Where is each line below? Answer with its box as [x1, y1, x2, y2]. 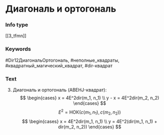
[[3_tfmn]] [5, 33, 27, 39]
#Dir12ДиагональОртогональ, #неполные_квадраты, [5, 57, 120, 63]
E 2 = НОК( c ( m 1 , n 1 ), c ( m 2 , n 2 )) [58, 108, 121, 116]
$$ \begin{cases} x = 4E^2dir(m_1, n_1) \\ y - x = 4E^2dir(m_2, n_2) [20, 95, 159, 101]
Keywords [5, 45, 31, 52]
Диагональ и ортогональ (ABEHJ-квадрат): [12, 87, 107, 93]
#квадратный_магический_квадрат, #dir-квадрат [5, 62, 113, 69]
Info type [5, 21, 29, 29]
